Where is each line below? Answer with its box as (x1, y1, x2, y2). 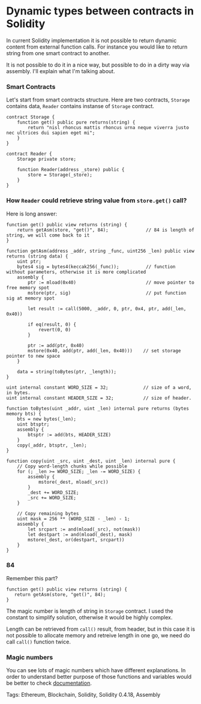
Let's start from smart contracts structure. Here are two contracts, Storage (6, 96, 190, 103)
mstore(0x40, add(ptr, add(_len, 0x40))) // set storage (28, 347, 181, 354)
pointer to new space (6, 353, 61, 359)
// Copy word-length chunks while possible (17, 463, 128, 469)
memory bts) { (6, 411, 42, 417)
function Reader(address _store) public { (17, 167, 125, 173)
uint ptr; (17, 258, 42, 265)
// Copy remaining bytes (17, 510, 79, 517)
